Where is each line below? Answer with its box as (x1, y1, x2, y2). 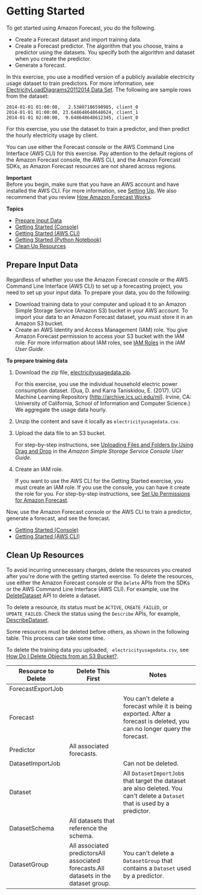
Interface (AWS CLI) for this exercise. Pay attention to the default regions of (6, 150, 194, 157)
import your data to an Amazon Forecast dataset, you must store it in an (14, 313, 193, 320)
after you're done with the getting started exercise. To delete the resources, (6, 572, 194, 580)
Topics (6, 205, 24, 212)
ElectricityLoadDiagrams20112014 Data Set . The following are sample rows (6, 86, 191, 93)
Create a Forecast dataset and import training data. (14, 36, 142, 43)
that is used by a (123, 799, 170, 808)
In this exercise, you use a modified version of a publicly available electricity (6, 73, 195, 80)
